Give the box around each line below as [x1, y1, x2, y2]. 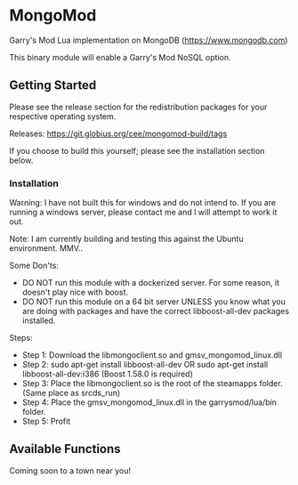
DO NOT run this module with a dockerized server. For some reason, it [21, 278, 280, 288]
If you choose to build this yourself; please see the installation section [9, 145, 265, 156]
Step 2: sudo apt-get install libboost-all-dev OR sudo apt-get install [21, 360, 269, 370]
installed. [21, 315, 56, 326]
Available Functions [9, 441, 122, 457]
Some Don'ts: [9, 260, 60, 271]
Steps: [9, 333, 33, 344]
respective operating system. [9, 110, 117, 121]
